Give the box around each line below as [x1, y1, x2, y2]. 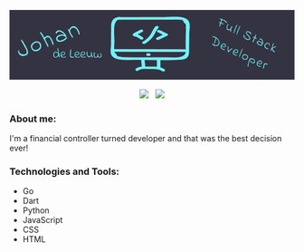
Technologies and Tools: [9, 165, 120, 178]
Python [22, 205, 50, 216]
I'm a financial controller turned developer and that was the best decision [9, 133, 282, 144]
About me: [9, 112, 57, 125]
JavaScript [22, 215, 63, 226]
